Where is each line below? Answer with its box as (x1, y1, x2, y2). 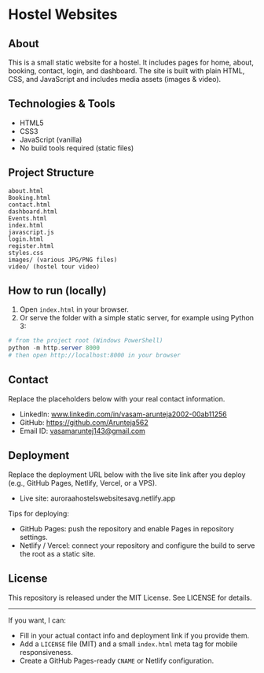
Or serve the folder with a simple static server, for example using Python (19, 313, 254, 323)
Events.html (8, 214, 47, 222)
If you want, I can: (8, 616, 67, 625)
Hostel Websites (8, 6, 118, 24)
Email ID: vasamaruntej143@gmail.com (19, 426, 145, 435)
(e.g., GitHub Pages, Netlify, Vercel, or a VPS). (8, 478, 157, 487)
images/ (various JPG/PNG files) (8, 256, 118, 264)
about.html (8, 187, 44, 194)
